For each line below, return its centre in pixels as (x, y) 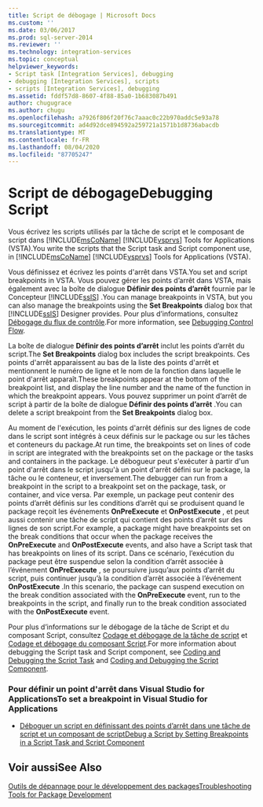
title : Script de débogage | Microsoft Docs (82, 15)
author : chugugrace (40, 103)
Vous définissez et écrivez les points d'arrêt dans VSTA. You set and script (128, 272)
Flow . (17, 330)
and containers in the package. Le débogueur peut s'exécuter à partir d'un (129, 462)
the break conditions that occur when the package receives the (111, 536)
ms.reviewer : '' (35, 45)
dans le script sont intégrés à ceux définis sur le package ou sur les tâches (129, 437)
